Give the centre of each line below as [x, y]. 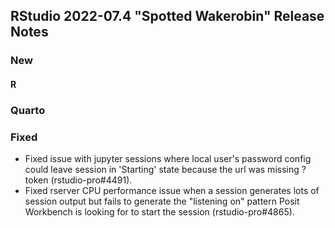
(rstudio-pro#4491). [91, 180]
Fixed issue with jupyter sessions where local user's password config [168, 159]
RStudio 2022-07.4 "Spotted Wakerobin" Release [167, 16]
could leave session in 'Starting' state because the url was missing [162, 170]
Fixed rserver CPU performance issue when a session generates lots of [172, 191]
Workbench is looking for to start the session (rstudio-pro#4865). [159, 212]
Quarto [28, 110]
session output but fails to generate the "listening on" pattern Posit [162, 201]
